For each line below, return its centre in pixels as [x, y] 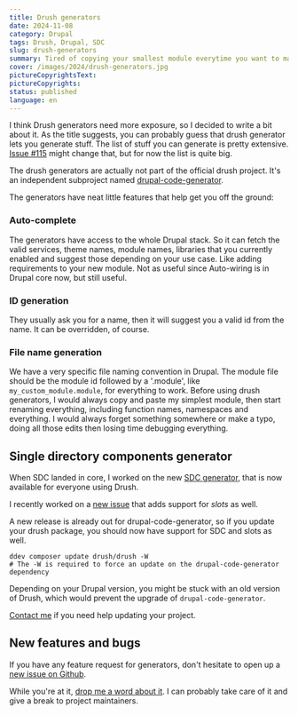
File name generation [55, 352]
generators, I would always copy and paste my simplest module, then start [145, 400]
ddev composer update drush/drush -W [79, 557]
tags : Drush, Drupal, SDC [57, 42]
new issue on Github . [48, 674]
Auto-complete [43, 220]
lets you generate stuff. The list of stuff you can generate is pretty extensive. [149, 144]
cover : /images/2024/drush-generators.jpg [89, 68]
